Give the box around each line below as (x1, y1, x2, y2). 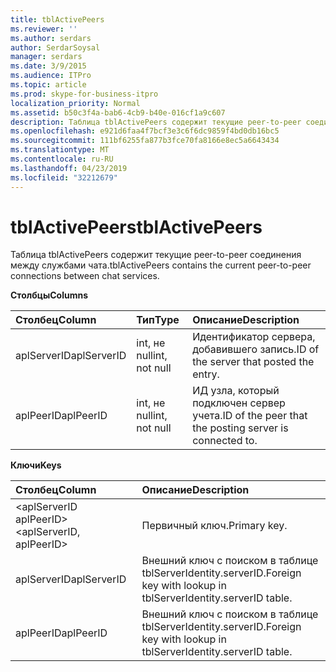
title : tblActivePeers (10, 14, 105, 25)
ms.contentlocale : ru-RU (10, 154, 114, 164)
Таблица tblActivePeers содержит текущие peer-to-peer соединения (10, 249, 302, 261)
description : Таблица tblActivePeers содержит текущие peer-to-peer (10, 117, 302, 127)
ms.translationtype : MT (10, 145, 110, 155)
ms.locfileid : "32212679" (10, 172, 118, 183)
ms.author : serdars (10, 33, 92, 43)
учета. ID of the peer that (192, 409, 308, 423)
